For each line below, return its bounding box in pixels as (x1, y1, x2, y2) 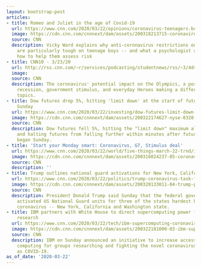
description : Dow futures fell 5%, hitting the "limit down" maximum (11, 126, 188, 132)
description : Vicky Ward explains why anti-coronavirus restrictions (11, 43, 188, 49)
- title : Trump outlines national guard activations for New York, (6, 170, 178, 177)
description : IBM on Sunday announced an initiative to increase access (11, 237, 197, 243)
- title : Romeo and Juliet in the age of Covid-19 (6, 20, 135, 26)
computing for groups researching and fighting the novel (17, 243, 165, 249)
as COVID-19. (17, 248, 50, 255)
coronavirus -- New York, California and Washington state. (17, 204, 170, 210)
